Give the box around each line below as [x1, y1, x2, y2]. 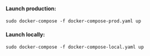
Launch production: [5, 5, 57, 12]
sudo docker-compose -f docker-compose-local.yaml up [5, 44, 145, 51]
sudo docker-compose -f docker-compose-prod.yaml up [5, 18, 142, 24]
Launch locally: [5, 31, 45, 38]
